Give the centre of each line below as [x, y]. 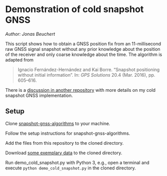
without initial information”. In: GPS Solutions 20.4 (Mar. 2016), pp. [86, 75]
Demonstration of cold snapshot [75, 9]
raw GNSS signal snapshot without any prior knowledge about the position [83, 49]
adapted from [19, 60]
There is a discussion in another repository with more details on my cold [80, 90]
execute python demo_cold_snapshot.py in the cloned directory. [71, 168]
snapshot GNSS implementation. [39, 95]
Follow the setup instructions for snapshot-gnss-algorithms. [68, 133]
